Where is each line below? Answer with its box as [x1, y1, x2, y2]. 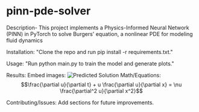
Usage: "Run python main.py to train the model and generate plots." [6, 60, 175, 67]
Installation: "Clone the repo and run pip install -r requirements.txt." [6, 48, 173, 55]
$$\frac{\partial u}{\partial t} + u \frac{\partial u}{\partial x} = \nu [21, 81, 182, 88]
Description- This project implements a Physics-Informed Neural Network [6, 24, 190, 31]
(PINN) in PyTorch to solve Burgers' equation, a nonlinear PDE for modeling [6, 30, 193, 37]
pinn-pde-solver [6, 4, 91, 18]
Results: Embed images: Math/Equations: [6, 71, 162, 78]
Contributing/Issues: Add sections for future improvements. [6, 99, 154, 106]
